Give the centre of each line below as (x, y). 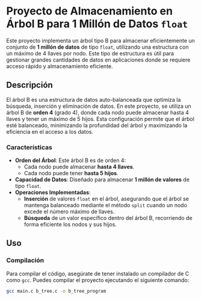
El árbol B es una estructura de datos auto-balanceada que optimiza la (94, 99)
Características (29, 147)
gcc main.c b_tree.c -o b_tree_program (56, 291)
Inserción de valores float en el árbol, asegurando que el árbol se (107, 199)
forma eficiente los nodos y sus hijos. (70, 225)
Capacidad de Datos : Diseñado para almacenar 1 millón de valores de (102, 180)
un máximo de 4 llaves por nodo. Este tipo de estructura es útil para (90, 53)
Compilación (25, 260)
